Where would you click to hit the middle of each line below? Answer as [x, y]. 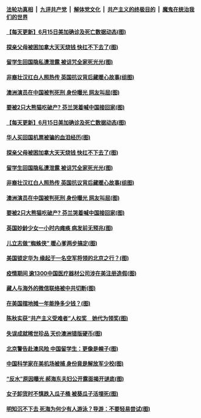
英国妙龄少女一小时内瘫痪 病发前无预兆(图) [60, 228]
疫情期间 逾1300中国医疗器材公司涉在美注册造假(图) [72, 273]
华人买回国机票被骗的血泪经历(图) [48, 138]
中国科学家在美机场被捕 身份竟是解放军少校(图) [65, 364]
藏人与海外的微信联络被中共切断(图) [51, 288]
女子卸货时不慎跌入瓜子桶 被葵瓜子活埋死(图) [62, 394]
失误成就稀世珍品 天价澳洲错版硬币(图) [54, 334]
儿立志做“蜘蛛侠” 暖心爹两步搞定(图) [52, 243]
